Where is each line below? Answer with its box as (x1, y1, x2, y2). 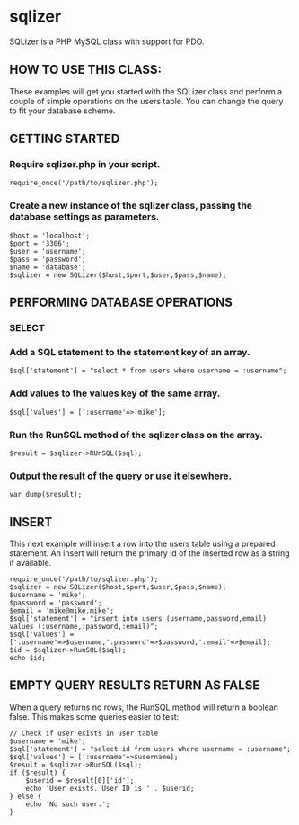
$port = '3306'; (9, 238, 70, 248)
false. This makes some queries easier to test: (9, 711, 180, 722)
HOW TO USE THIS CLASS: (9, 62, 163, 77)
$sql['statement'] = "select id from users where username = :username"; (9, 744, 292, 753)
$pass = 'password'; (9, 255, 87, 264)
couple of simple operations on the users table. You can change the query (9, 95, 284, 106)
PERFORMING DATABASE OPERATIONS (9, 295, 233, 310)
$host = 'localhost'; (9, 231, 91, 240)
